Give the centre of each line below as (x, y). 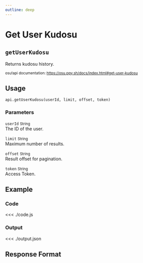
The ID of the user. (24, 129)
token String (17, 169)
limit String (17, 139)
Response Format (33, 254)
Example (19, 190)
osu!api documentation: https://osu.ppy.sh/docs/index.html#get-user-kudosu (71, 73)
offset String (18, 154)
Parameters (19, 112)
